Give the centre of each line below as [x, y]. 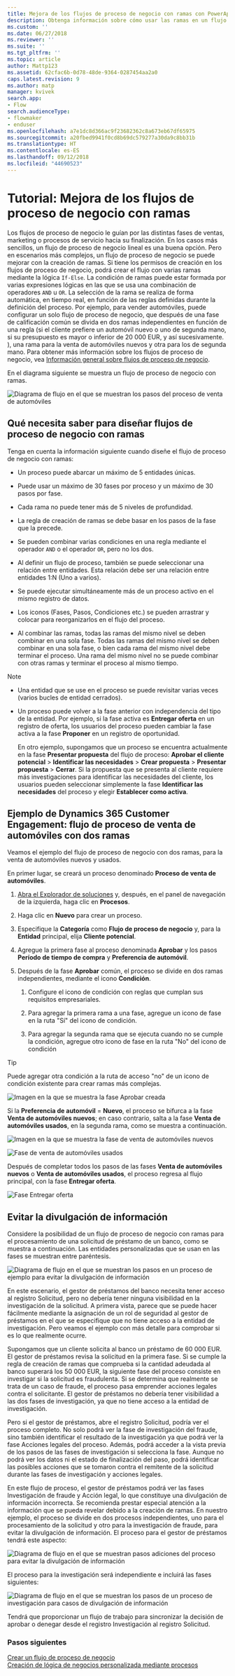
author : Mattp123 [33, 66]
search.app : [24, 99]
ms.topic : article [34, 60]
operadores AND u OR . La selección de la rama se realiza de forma [101, 292]
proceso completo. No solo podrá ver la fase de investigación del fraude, [113, 1430]
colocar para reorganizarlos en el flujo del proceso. [91, 619]
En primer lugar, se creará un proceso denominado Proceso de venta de [112, 873]
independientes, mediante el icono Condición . [84, 979]
